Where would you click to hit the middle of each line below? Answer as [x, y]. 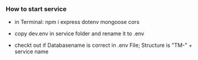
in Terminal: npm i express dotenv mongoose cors [77, 22]
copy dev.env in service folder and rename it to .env [79, 34]
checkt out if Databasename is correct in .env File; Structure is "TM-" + [103, 45]
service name [31, 52]
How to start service [36, 9]
